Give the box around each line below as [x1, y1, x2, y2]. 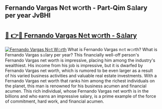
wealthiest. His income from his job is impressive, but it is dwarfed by [5, 63, 143, 68]
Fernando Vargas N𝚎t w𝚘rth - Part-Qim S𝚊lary [5, 4, 147, 12]
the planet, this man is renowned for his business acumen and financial [5, 83, 147, 89]
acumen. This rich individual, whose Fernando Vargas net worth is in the [5, 88, 149, 94]
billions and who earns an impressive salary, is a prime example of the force [5, 94, 156, 99]
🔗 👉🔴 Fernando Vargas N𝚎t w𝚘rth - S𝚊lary [5, 31, 137, 40]
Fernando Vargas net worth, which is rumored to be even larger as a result [5, 68, 153, 73]
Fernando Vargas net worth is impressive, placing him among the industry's [5, 57, 156, 63]
